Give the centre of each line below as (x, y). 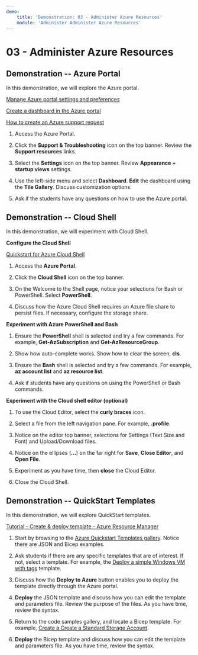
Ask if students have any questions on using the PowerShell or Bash (98, 383)
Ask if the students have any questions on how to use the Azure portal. (101, 198)
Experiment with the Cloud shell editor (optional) (67, 401)
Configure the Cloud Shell (38, 243)
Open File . (27, 459)
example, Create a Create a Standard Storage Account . (82, 628)
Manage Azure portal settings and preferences (63, 99)
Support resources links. (46, 152)
